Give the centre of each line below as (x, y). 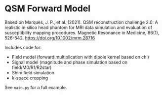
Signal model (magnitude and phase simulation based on (70, 62)
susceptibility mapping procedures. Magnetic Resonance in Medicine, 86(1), (82, 32)
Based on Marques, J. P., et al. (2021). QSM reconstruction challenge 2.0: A (82, 22)
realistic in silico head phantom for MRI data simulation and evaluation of (79, 27)
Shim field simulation (33, 72)
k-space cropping (30, 78)
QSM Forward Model (48, 9)
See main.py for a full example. (36, 87)
